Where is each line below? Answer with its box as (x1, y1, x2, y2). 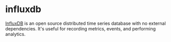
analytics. (5, 31, 26, 37)
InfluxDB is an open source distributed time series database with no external (5, 20, 166, 26)
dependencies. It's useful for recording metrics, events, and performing (5, 25, 156, 31)
